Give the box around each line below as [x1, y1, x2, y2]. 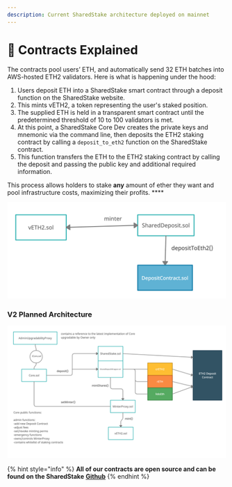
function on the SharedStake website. [17, 93, 125, 102]
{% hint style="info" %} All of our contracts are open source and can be [7, 465, 217, 473]
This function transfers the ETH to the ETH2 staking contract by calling [17, 152, 220, 161]
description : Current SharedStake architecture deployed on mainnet [7, 11, 210, 18]
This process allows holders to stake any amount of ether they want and [7, 181, 214, 189]
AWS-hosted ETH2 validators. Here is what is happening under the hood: [7, 72, 217, 81]
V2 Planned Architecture [7, 310, 92, 319]
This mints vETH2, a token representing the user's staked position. [17, 101, 208, 109]
